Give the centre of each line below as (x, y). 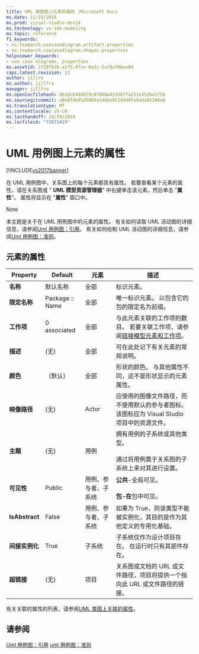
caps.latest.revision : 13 (38, 73)
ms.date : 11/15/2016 (32, 17)
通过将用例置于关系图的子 (152, 459)
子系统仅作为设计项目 (146, 537)
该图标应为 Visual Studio (150, 414)
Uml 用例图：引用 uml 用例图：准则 (49, 644)
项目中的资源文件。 (143, 423)
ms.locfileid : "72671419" (38, 122)
